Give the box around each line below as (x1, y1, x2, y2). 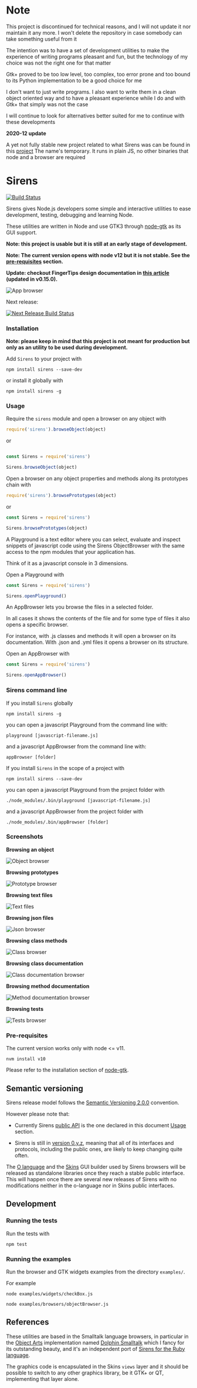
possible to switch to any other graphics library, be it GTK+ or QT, (6, 1369, 164, 1376)
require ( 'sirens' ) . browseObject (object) (6, 426, 107, 432)
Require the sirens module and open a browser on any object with (6, 415, 167, 422)
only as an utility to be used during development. (6, 344, 128, 351)
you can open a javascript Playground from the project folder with (6, 786, 165, 793)
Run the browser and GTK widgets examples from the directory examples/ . (6, 1268, 186, 1275)
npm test (6, 1241, 28, 1247)
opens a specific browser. (6, 621, 69, 629)
